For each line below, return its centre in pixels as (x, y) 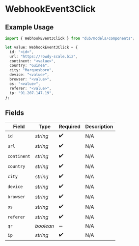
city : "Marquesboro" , (32, 70)
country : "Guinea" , (29, 66)
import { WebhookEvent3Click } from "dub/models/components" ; (70, 38)
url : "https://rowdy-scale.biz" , (44, 56)
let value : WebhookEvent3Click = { (42, 47)
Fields (15, 113)
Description (99, 127)
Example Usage (29, 27)
